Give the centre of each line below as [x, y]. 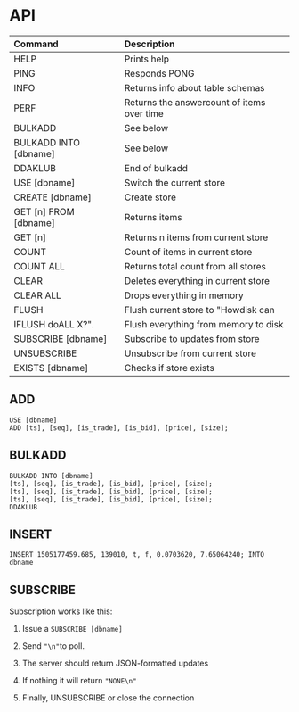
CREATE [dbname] [53, 197]
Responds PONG [159, 73]
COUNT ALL [39, 266]
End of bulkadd [156, 168]
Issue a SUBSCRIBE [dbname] [72, 629]
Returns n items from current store [196, 237]
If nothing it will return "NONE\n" [79, 681]
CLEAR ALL [38, 295]
